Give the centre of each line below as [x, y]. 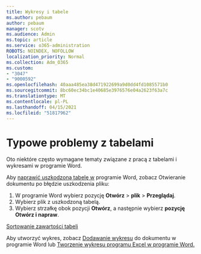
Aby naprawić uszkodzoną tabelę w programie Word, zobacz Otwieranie [96, 177]
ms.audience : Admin [31, 34]
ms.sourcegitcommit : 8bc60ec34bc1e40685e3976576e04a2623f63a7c [87, 90]
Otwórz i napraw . [37, 215]
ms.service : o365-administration [48, 46]
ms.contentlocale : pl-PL [37, 101]
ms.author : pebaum [29, 17]
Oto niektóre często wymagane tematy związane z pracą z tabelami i [92, 159]
